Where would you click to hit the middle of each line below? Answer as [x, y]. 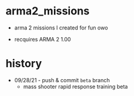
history [24, 64]
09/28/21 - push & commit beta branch [62, 80]
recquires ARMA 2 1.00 [42, 39]
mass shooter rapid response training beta [75, 86]
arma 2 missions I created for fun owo [61, 28]
